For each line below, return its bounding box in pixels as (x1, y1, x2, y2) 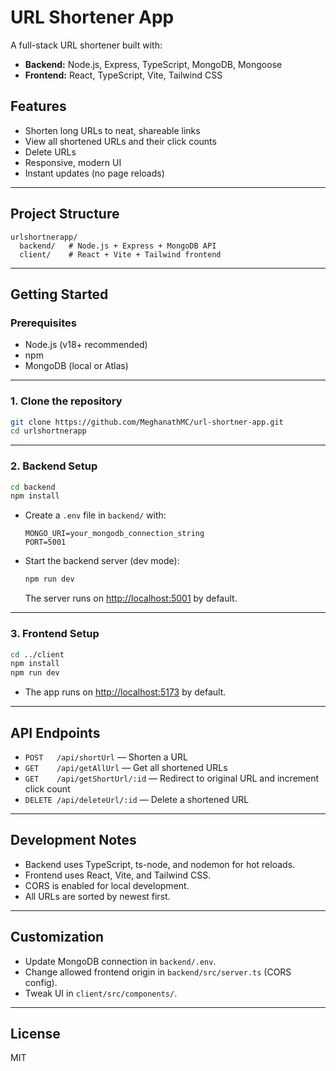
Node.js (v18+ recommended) (24, 339, 148, 351)
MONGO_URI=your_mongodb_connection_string (24, 529, 205, 539)
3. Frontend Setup (10, 627, 100, 641)
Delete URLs (24, 146, 77, 158)
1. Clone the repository (10, 394, 123, 408)
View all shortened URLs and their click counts (24, 135, 217, 147)
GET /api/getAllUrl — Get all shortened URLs (24, 761, 228, 773)
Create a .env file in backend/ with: (24, 509, 167, 521)
